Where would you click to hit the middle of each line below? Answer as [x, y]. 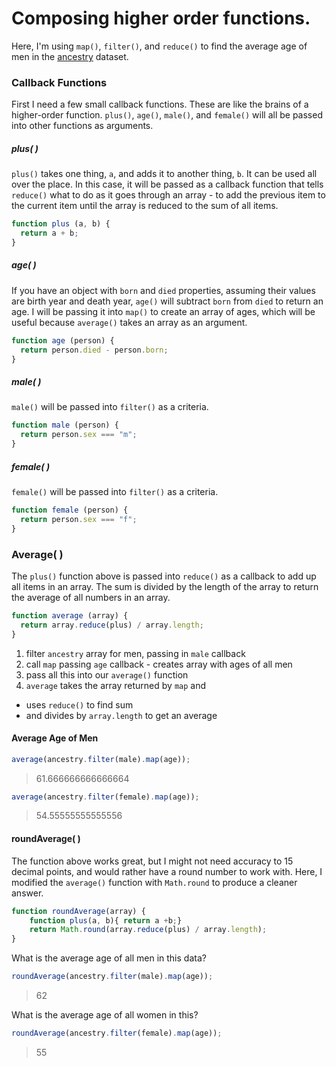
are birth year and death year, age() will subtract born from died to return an [167, 301]
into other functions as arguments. [82, 126]
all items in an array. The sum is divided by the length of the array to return [165, 586]
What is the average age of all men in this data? [109, 958]
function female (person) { [70, 510]
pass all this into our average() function [107, 674]
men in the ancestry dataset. [70, 56]
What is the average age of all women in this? [105, 1015]
